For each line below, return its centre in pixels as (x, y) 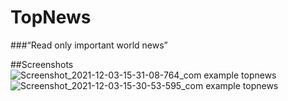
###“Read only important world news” (89, 45)
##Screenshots (42, 64)
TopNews (51, 17)
